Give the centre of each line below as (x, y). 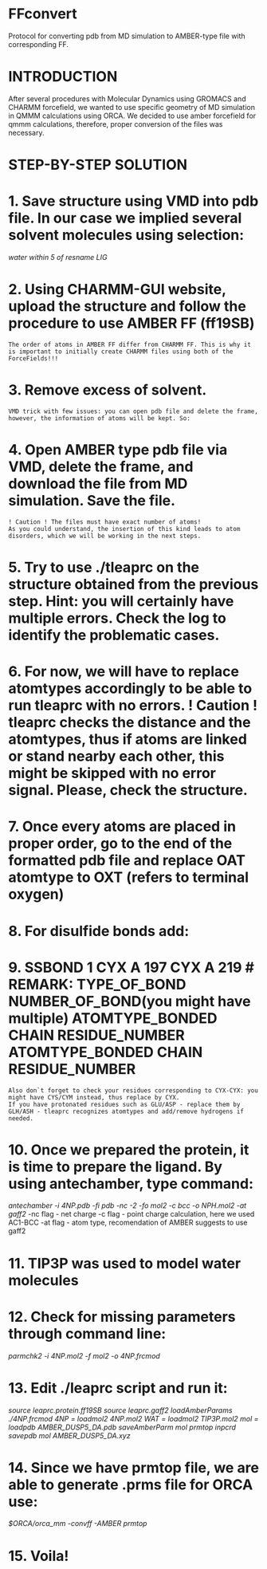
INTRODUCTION (63, 77)
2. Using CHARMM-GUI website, (117, 290)
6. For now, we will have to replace (124, 672)
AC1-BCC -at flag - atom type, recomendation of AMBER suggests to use (128, 1223)
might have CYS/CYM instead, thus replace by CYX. (94, 1097)
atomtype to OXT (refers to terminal (129, 877)
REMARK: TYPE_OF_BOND (97, 984)
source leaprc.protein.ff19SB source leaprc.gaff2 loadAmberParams (120, 1410)
